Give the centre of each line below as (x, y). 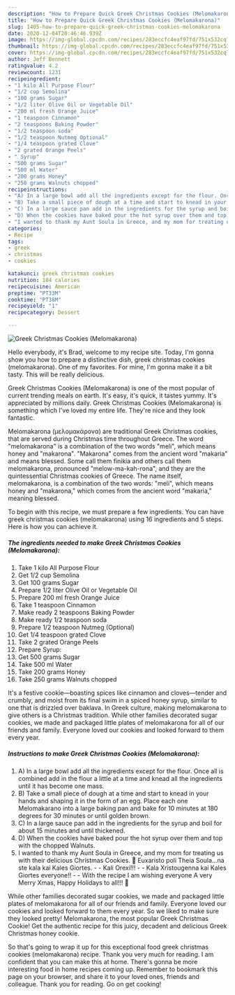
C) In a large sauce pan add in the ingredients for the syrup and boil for (120, 823)
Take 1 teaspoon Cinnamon (57, 605)
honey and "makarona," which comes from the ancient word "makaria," (110, 491)
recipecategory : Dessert (44, 313)
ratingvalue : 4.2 (33, 66)
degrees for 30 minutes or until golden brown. (84, 815)
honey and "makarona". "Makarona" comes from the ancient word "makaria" (118, 453)
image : (17, 40)
